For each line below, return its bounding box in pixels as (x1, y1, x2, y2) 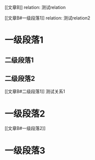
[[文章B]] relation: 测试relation (4, 4, 66, 10)
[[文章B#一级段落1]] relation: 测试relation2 (4, 15, 91, 21)
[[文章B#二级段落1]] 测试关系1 (4, 88, 65, 94)
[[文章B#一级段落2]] (4, 125, 46, 131)
